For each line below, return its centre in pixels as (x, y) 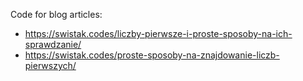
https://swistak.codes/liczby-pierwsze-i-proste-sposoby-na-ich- (158, 33)
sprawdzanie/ (53, 44)
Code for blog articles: (56, 14)
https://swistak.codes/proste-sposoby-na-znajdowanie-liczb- (152, 55)
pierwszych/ (50, 65)
